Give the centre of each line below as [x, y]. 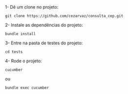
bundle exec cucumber [27, 88]
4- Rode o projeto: [24, 61]
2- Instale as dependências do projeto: [44, 25]
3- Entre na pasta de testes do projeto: [44, 43]
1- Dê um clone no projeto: [32, 7]
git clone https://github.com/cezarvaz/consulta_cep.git [64, 16]
